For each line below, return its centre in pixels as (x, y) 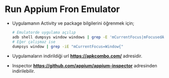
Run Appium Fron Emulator (62, 9)
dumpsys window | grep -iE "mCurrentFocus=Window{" (68, 46)
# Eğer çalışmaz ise (34, 42)
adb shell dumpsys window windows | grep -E (60, 37)
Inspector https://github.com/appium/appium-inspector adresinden (85, 66)
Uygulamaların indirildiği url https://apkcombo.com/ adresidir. (77, 56)
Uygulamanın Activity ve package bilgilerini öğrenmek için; (73, 23)
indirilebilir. (23, 71)
